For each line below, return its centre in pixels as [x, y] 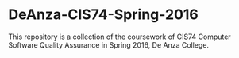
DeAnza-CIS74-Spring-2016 [103, 15]
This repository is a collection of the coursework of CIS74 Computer [120, 37]
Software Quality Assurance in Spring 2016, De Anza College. [108, 44]
